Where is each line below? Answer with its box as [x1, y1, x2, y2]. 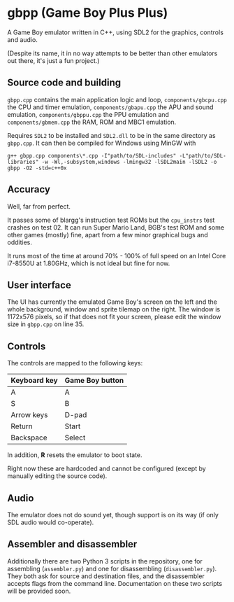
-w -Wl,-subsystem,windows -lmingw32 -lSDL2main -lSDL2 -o [41, 158, 217, 165]
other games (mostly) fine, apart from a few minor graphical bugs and [7, 230, 208, 239]
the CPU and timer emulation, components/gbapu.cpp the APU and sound [7, 103, 214, 111]
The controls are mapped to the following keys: [7, 359, 143, 367]
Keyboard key [10, 376, 58, 386]
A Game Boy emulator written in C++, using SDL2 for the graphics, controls [7, 28, 224, 36]
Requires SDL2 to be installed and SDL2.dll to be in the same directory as [7, 131, 216, 139]
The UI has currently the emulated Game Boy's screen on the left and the [7, 297, 218, 306]
